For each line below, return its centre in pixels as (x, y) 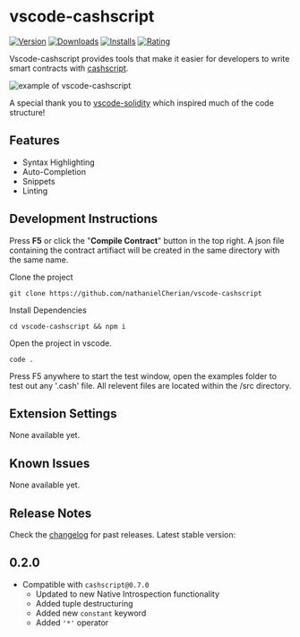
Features (34, 141)
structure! (27, 112)
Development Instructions (84, 219)
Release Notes (51, 513)
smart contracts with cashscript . (69, 68)
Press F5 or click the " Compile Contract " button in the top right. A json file (147, 240)
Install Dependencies (48, 310)
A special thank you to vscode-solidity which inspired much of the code (142, 103)
